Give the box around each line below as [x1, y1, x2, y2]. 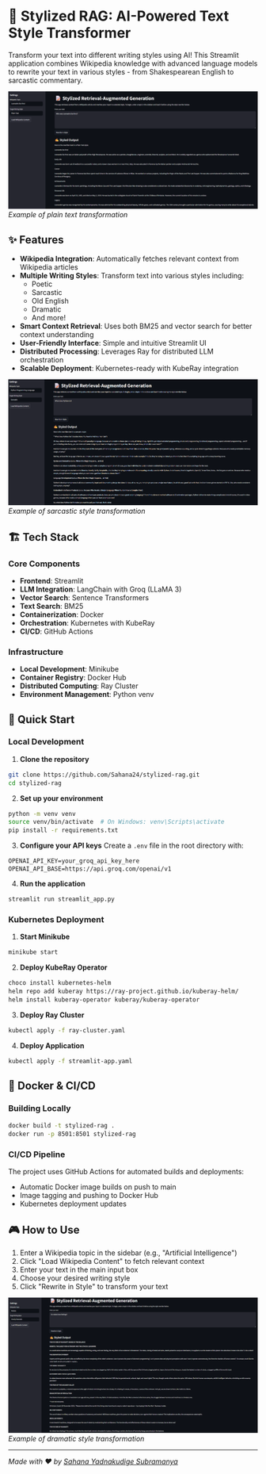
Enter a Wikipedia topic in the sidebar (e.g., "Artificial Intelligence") [19, 1248, 237, 1258]
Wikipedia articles [19, 262, 78, 272]
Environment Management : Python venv [19, 690, 154, 699]
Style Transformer [8, 24, 131, 42]
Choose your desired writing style [19, 1273, 131, 1283]
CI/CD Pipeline [8, 1149, 66, 1160]
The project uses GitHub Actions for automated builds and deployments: [8, 1167, 244, 1177]
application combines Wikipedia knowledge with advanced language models [8, 59, 258, 68]
